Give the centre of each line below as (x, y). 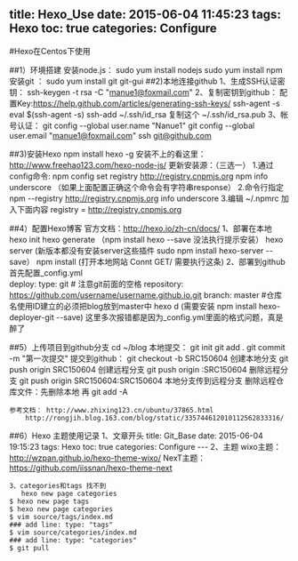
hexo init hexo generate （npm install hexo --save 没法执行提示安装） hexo (146, 239)
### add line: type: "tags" (61, 525)
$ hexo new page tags (49, 501)
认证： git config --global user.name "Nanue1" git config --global (136, 125)
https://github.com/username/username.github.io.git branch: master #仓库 (146, 295)
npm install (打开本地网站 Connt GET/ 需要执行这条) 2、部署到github (161, 261)
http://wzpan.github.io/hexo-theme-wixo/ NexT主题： (108, 458)
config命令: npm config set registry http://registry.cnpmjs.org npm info (139, 176)
